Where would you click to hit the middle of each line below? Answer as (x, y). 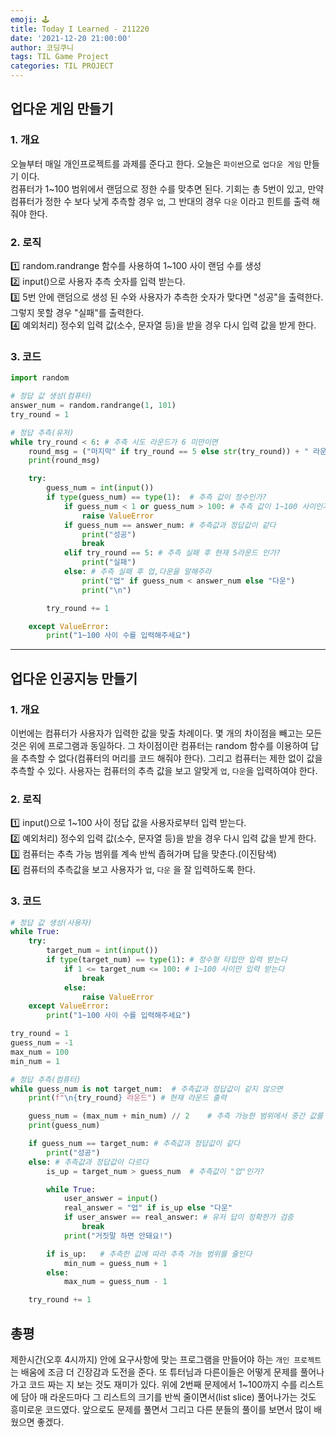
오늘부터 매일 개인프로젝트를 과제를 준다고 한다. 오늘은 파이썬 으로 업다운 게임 (156, 163)
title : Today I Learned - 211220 (80, 29)
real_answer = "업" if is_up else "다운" (148, 1208)
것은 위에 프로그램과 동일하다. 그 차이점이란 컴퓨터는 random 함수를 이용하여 (159, 745)
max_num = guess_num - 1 (115, 1282)
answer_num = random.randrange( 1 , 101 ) (93, 406)
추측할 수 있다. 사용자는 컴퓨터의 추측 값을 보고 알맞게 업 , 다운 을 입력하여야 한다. (164, 770)
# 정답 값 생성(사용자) (51, 922)
